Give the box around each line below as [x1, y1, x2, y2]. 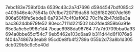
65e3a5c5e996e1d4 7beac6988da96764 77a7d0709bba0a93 [5, 26, 135, 32]
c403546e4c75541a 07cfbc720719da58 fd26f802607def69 [5, 10, 131, 16]
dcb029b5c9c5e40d [5, 42, 49, 47]
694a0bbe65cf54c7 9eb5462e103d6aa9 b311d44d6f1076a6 [5, 31, 133, 37]
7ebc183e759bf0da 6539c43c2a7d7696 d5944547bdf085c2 [5, 5, 134, 10]
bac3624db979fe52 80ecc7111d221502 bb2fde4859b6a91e [5, 20, 131, 26]
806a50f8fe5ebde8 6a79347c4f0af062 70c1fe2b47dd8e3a [5, 15, 130, 21]
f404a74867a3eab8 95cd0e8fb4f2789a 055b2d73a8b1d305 [5, 36, 133, 42]
